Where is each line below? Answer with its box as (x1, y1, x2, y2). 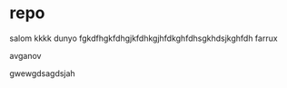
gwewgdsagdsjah (9, 67, 75, 79)
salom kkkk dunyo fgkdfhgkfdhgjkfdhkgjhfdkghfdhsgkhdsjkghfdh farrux (9, 33, 279, 44)
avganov (9, 50, 42, 61)
